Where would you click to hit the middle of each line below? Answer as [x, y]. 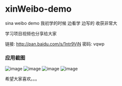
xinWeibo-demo [38, 9]
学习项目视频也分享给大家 [31, 33]
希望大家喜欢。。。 [22, 79]
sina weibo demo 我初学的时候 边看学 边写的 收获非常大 [61, 23]
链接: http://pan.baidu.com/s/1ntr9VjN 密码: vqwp [55, 44]
